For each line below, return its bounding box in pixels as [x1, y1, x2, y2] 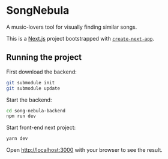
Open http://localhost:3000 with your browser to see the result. [6, 146, 163, 154]
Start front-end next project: [6, 124, 76, 132]
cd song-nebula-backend [6, 108, 66, 114]
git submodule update [6, 85, 61, 91]
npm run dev [6, 113, 36, 120]
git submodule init [6, 79, 55, 85]
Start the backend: [6, 96, 52, 103]
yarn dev [6, 136, 28, 142]
